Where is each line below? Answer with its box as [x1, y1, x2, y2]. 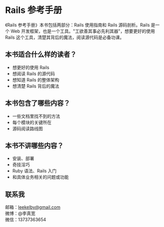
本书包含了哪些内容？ [5, 99, 70, 107]
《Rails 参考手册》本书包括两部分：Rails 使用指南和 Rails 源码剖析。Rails [5, 22, 150, 28]
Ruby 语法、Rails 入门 [12, 168, 57, 174]
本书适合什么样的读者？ [5, 50, 77, 59]
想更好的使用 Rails [12, 64, 49, 70]
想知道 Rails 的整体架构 [12, 76, 59, 82]
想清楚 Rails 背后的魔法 [12, 83, 59, 89]
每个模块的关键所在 [12, 119, 52, 125]
